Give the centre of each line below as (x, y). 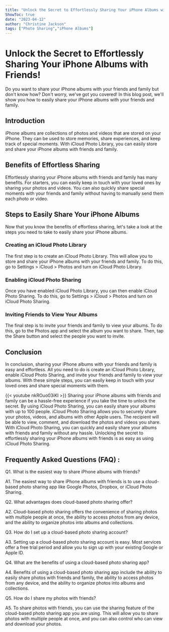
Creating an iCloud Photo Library (46, 245)
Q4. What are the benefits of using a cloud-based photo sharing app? (77, 562)
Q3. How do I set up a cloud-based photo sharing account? (67, 532)
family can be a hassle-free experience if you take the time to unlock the (80, 401)
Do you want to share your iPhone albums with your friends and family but (82, 89)
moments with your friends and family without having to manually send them (84, 193)
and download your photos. (34, 624)
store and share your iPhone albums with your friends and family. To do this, (84, 261)
